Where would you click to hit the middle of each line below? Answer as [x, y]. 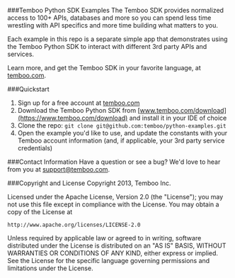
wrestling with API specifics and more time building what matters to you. [113, 25]
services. [21, 54]
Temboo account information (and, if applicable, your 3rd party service [121, 140]
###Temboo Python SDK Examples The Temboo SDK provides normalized [116, 10]
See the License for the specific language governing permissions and [109, 261]
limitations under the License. [50, 268]
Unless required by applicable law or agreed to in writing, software [104, 238]
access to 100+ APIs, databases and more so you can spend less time [109, 18]
